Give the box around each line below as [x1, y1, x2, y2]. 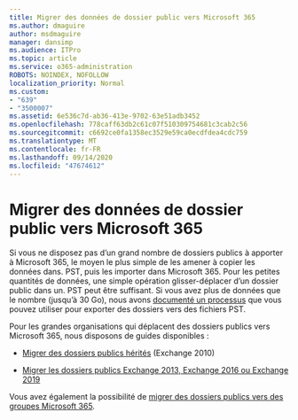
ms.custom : [9, 87, 50, 96]
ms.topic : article [9, 54, 77, 63]
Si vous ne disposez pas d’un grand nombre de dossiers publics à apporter [9, 247, 284, 258]
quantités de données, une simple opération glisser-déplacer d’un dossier [9, 276, 279, 286]
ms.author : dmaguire [9, 21, 86, 30]
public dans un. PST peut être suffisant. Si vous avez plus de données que [9, 285, 281, 296]
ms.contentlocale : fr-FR [9, 144, 101, 153]
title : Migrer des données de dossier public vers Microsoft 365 [9, 12, 255, 22]
